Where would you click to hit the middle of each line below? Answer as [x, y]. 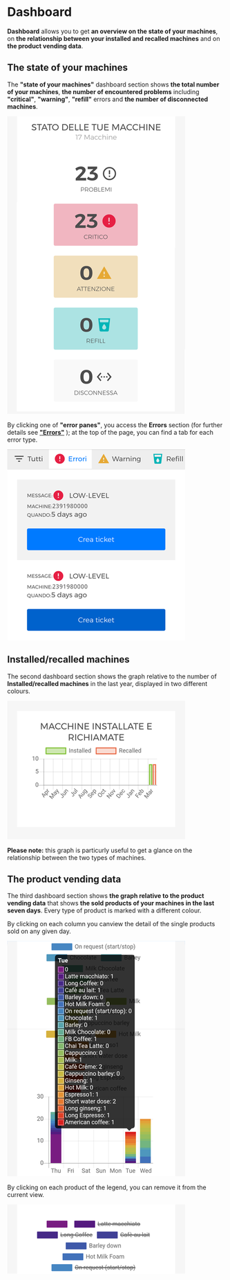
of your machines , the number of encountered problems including [103, 91]
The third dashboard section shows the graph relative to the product [106, 896]
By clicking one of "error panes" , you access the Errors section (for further [115, 425]
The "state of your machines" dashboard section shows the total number [113, 84]
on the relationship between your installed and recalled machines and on [114, 38]
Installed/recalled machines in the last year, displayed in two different [107, 683]
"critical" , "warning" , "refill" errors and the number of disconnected [108, 99]
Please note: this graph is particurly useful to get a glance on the [100, 850]
